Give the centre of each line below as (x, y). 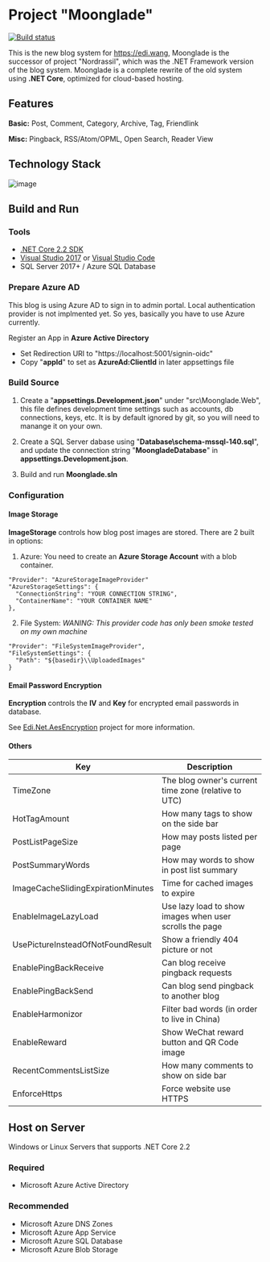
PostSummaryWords (51, 866)
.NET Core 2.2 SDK (52, 249)
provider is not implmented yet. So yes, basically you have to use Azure (127, 313)
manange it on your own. (61, 426)
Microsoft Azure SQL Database (71, 1241)
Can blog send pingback (208, 986)
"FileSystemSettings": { (50, 653)
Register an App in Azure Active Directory (79, 338)
